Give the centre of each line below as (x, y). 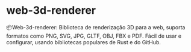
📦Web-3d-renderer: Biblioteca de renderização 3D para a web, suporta (96, 27)
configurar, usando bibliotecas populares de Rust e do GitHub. (84, 42)
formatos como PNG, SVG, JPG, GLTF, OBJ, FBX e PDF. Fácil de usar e (94, 36)
